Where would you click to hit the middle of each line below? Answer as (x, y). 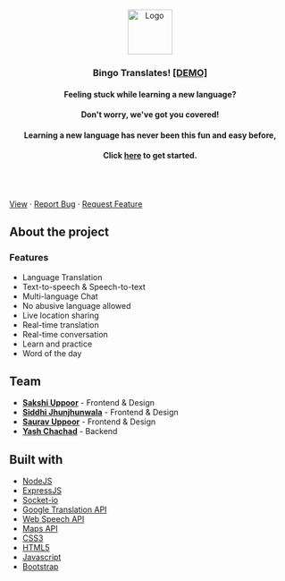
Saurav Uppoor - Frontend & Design (89, 422)
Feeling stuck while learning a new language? (150, 94)
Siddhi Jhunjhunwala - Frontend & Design (100, 413)
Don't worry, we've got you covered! (150, 115)
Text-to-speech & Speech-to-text (84, 286)
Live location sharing (61, 315)
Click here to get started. (150, 156)
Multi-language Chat (60, 296)
